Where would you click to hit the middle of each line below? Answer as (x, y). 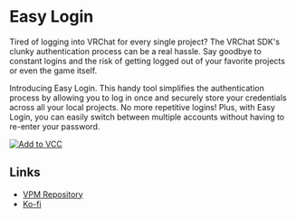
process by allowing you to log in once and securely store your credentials (148, 98)
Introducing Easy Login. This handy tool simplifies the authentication (137, 88)
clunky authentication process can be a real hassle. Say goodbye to (136, 51)
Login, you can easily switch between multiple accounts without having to (147, 117)
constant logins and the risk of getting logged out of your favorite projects (147, 61)
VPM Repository (53, 194)
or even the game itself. (53, 71)
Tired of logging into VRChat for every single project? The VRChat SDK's (145, 42)
